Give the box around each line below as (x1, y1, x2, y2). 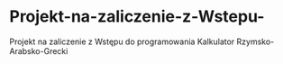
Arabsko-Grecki (9, 45, 68, 56)
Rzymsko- (236, 36, 275, 47)
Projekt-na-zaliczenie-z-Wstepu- (9, 6, 265, 27)
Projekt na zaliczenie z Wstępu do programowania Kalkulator (9, 36, 235, 47)
